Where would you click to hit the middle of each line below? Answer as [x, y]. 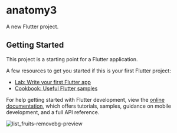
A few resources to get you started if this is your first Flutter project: [88, 71]
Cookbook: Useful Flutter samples [56, 88]
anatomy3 [32, 10]
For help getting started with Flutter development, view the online [86, 99]
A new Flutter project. [32, 26]
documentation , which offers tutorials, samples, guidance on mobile [88, 106]
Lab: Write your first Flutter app [53, 82]
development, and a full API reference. [53, 112]
